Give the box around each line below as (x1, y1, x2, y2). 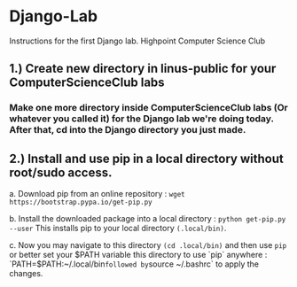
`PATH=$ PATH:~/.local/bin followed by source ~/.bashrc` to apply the (9, 259, 260, 269)
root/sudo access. (9, 165, 113, 180)
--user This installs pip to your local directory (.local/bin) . (9, 223, 227, 234)
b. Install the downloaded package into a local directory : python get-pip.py (9, 213, 286, 224)
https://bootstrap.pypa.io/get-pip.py (9, 198, 152, 207)
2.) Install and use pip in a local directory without (9, 151, 284, 166)
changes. (9, 268, 43, 279)
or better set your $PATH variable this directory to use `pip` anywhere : (9, 250, 268, 260)
